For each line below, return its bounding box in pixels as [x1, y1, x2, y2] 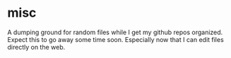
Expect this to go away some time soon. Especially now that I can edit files [7, 35, 224, 43]
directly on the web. [7, 43, 66, 51]
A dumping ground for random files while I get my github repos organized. [7, 28, 223, 36]
